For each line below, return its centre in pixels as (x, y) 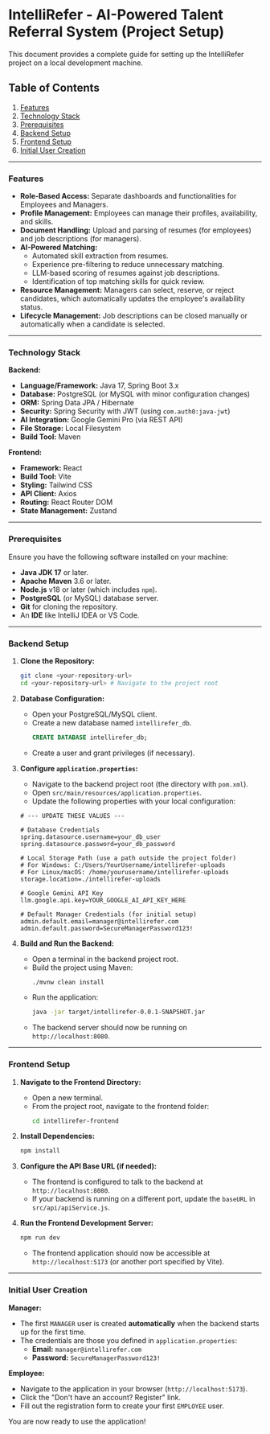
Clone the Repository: (57, 660)
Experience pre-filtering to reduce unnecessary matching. (128, 265)
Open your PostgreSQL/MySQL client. (95, 714)
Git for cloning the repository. (69, 606)
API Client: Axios (48, 494)
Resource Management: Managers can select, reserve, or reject (127, 290)
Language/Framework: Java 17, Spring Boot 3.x (99, 386)
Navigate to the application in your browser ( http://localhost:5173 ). (133, 1388)
